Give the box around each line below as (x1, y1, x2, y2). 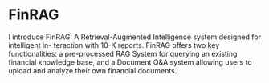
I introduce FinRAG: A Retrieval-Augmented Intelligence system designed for (8, 32, 261, 41)
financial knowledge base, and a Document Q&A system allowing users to (8, 57, 252, 67)
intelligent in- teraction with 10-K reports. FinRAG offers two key (8, 40, 220, 49)
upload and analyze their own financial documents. (8, 65, 177, 75)
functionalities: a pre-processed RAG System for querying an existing (8, 49, 238, 58)
